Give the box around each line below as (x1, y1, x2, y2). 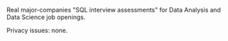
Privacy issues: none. (6, 27, 68, 34)
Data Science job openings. (6, 13, 86, 21)
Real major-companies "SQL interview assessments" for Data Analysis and (6, 6, 221, 14)
